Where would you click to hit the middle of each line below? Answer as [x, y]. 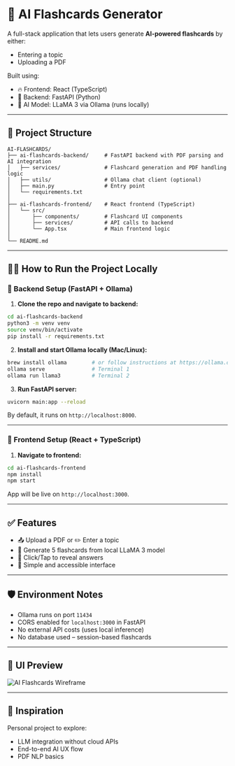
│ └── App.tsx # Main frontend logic [89, 229]
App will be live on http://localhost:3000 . [68, 494]
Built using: [23, 76]
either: [16, 41]
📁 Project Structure [50, 133]
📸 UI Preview [35, 666]
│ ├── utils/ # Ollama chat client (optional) [104, 180]
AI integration [29, 161]
